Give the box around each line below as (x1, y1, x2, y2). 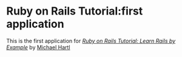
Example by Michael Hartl (6, 44, 71, 51)
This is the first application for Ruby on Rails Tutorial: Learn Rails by (6, 37, 176, 44)
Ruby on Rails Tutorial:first (6, 4, 143, 18)
